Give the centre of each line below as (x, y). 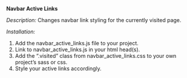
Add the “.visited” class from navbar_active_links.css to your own (96, 56)
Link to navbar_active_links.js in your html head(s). (77, 49)
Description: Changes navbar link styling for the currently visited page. (94, 20)
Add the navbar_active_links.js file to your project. (77, 43)
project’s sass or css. (41, 62)
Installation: (21, 32)
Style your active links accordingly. (58, 68)
